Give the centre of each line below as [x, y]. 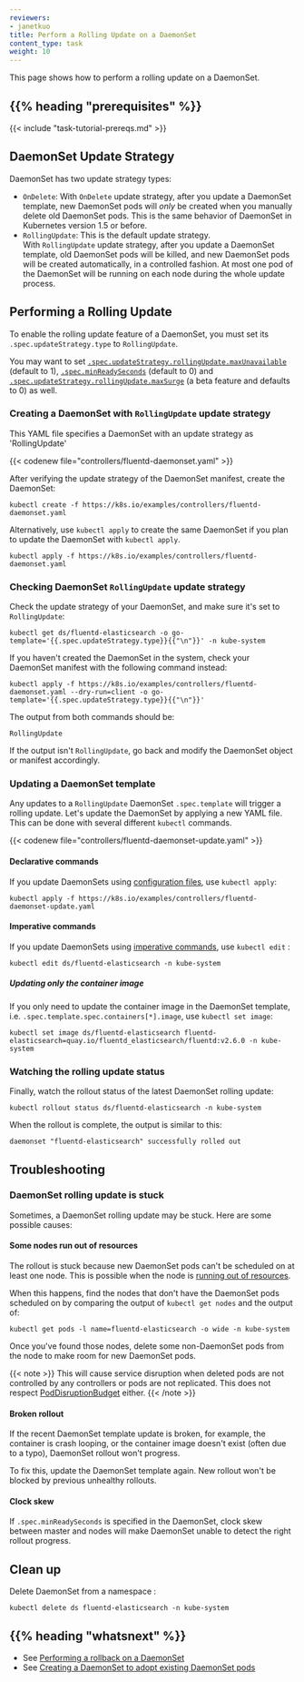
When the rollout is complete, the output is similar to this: [116, 1125]
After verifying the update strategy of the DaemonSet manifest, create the [147, 478]
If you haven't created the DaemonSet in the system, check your [130, 658]
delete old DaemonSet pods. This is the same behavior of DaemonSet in [157, 216]
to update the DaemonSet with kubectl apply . [95, 539]
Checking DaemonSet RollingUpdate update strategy [127, 586]
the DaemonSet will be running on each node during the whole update [154, 273]
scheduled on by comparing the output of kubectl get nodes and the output [151, 1303]
